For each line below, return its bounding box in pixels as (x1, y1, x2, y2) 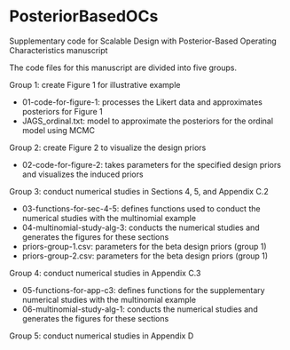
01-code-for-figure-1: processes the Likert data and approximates (21, 96, 263, 107)
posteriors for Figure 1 (21, 106, 104, 116)
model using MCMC (21, 124, 96, 135)
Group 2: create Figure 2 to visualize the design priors (9, 142, 207, 153)
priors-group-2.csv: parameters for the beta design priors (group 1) (21, 251, 269, 261)
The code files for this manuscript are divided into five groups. (9, 62, 238, 73)
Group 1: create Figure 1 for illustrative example (9, 79, 181, 90)
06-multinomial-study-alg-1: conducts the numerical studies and (21, 304, 259, 314)
